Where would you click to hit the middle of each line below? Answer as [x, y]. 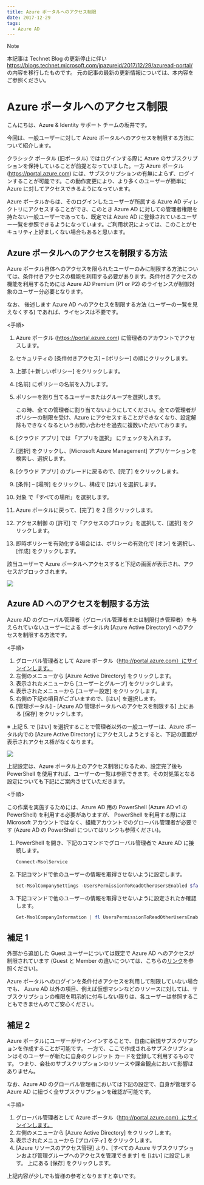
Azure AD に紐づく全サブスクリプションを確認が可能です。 [80, 1092]
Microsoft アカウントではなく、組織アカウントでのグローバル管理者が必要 [99, 822]
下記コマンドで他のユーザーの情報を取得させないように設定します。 [100, 874]
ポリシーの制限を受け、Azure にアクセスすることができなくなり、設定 [103, 417]
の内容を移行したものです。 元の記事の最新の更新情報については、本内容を [100, 73]
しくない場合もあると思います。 [89, 232]
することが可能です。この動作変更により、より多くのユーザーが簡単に [99, 181]
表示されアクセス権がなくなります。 [52, 742]
